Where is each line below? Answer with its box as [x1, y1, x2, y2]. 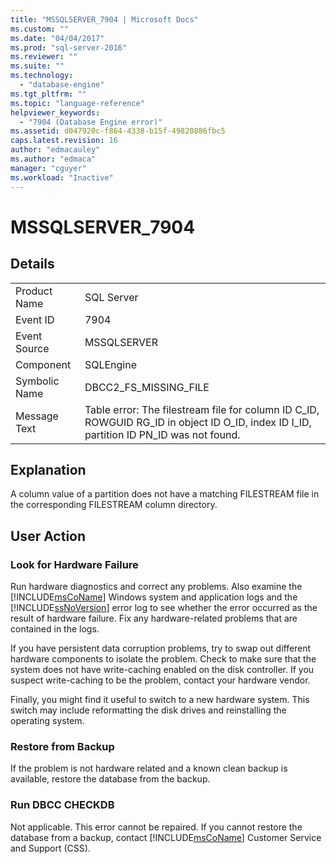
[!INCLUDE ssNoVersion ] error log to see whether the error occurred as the [10, 602, 318, 613]
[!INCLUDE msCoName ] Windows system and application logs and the [10, 591, 298, 603]
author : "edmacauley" [10, 145, 101, 155]
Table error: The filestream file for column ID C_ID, [84, 402, 320, 416]
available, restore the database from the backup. [10, 773, 211, 785]
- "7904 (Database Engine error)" [19, 117, 163, 127]
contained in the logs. [10, 623, 100, 635]
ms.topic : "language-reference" [10, 98, 145, 108]
